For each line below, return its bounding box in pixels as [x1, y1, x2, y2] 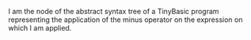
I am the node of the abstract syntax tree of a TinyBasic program [8, 7, 219, 16]
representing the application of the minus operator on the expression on [8, 15, 243, 24]
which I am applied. [8, 24, 72, 32]
